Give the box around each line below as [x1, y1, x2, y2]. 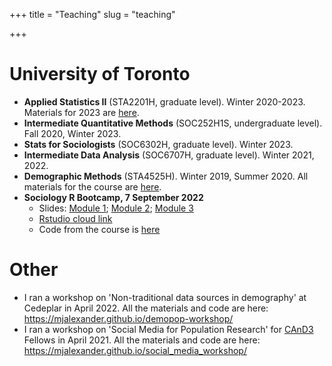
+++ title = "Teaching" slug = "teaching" [9, 9, 176, 20]
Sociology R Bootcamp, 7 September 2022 [23, 191, 204, 203]
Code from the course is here [38, 223, 161, 235]
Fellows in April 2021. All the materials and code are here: [23, 334, 261, 346]
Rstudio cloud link [38, 212, 113, 224]
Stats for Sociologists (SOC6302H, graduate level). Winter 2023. [23, 138, 294, 150]
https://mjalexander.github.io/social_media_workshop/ [23, 344, 247, 356]
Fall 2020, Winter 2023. [23, 127, 122, 139]
